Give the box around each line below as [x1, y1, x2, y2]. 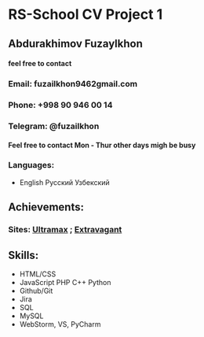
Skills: [8, 248, 39, 261]
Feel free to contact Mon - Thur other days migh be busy [8, 140, 196, 150]
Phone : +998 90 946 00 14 [8, 100, 113, 111]
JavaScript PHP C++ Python [19, 277, 111, 287]
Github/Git [19, 286, 53, 295]
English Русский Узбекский [19, 177, 110, 187]
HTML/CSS [19, 269, 56, 279]
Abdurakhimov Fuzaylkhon [8, 37, 144, 50]
